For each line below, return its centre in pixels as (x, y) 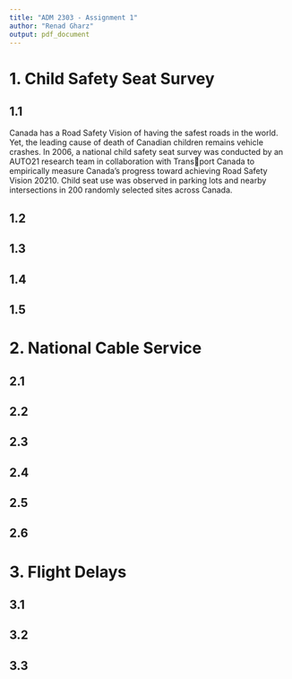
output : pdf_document (50, 34)
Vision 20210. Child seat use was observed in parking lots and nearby (138, 181)
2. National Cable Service (106, 348)
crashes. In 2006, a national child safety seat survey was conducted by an (146, 152)
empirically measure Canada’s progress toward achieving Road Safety (138, 171)
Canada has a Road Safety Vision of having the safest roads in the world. (144, 133)
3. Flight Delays (68, 572)
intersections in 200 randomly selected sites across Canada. (121, 190)
